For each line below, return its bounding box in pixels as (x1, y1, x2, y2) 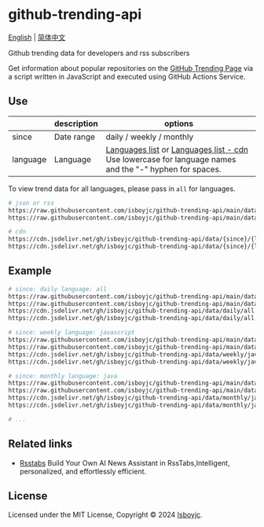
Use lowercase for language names (105, 153, 236, 164)
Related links (8, 437, 73, 451)
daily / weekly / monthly (105, 131, 194, 142)
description (53, 118, 98, 129)
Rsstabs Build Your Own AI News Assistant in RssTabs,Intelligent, (19, 458, 230, 467)
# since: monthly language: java (8, 372, 118, 380)
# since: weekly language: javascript (8, 329, 135, 337)
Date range (53, 131, 96, 142)
